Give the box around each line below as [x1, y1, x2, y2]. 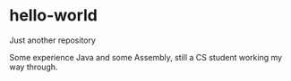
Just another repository [9, 35, 97, 45]
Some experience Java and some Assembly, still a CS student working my [9, 52, 283, 62]
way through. [9, 61, 58, 72]
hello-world [9, 5, 98, 26]
